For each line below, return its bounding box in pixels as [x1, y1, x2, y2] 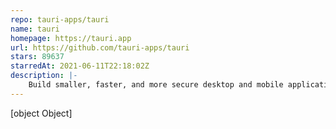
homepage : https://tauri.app [10, 33, 132, 43]
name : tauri [10, 24, 60, 34]
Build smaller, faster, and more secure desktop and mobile [28, 80, 284, 90]
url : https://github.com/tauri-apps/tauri [10, 42, 190, 53]
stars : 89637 [10, 52, 65, 62]
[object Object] [10, 107, 73, 119]
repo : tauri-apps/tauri [10, 14, 110, 25]
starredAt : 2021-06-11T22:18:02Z [10, 61, 150, 71]
